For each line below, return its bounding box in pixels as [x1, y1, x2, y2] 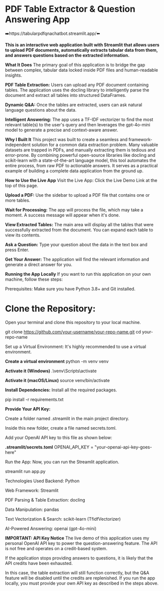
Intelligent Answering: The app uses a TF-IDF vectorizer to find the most [5, 117, 153, 122]
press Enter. [5, 247, 29, 253]
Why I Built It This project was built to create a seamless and [5, 136, 128, 142]
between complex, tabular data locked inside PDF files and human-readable [5, 67, 158, 73]
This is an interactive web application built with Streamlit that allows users [5, 42, 160, 48]
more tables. [5, 197, 30, 203]
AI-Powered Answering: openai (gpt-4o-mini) [5, 525, 96, 532]
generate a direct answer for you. [5, 262, 72, 267]
